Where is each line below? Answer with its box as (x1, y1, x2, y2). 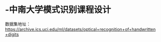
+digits (5, 31, 19, 37)
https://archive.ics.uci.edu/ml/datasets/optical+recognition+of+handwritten (5, 26, 156, 32)
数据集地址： (5, 21, 31, 27)
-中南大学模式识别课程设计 (5, 4, 112, 15)
